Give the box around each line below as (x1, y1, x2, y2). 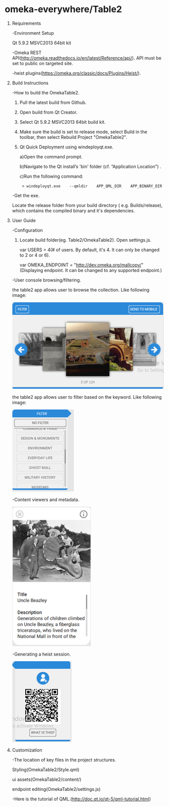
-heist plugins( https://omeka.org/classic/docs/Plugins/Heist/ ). (12, 70, 141, 76)
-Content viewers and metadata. (12, 496, 80, 503)
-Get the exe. (12, 192, 40, 198)
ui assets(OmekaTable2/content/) (12, 776, 82, 782)
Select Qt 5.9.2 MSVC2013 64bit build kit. (19, 119, 106, 125)
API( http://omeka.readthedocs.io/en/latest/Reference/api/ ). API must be (12, 55, 162, 61)
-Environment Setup (12, 30, 54, 36)
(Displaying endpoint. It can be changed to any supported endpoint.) (19, 267, 162, 273)
